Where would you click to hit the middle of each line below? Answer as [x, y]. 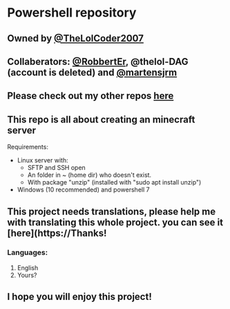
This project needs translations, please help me [112, 211]
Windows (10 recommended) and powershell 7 [83, 190]
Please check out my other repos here [90, 96]
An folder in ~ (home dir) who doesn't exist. [89, 175]
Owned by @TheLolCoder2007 [75, 38]
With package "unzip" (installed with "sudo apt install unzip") [114, 182]
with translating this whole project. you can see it [115, 222]
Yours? [27, 275]
